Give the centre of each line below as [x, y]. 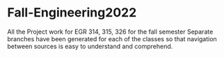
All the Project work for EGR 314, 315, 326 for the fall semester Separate [110, 32]
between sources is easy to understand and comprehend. [90, 46]
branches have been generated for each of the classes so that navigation [112, 38]
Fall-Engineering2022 [72, 13]
